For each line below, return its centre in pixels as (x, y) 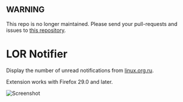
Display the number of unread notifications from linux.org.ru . (80, 70)
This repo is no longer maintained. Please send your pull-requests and (92, 24)
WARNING (25, 10)
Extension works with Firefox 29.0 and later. (60, 81)
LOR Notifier (37, 54)
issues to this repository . (36, 30)
